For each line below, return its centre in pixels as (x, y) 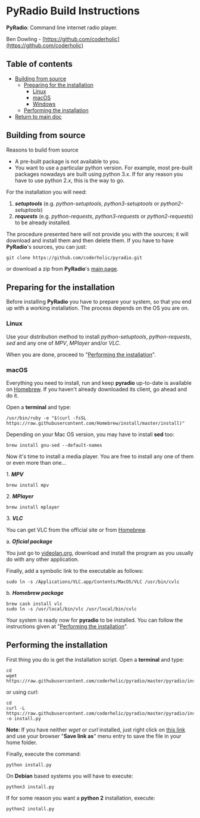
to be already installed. (43, 223)
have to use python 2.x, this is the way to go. (70, 180)
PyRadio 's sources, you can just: (47, 246)
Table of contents (39, 64)
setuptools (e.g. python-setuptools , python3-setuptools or (87, 203)
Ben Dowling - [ (25, 39)
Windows (44, 104)
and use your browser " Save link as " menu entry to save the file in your (94, 736)
